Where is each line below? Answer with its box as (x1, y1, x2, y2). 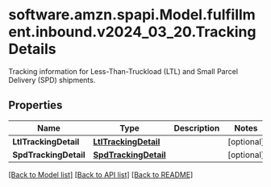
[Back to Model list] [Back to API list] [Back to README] (8, 169, 194, 179)
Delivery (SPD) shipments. (8, 75, 96, 85)
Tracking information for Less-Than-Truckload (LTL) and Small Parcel (8, 66, 239, 76)
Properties (8, 98, 63, 112)
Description (173, 123, 220, 134)
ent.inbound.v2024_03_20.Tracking (8, 23, 256, 41)
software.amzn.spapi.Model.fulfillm (8, 6, 256, 24)
